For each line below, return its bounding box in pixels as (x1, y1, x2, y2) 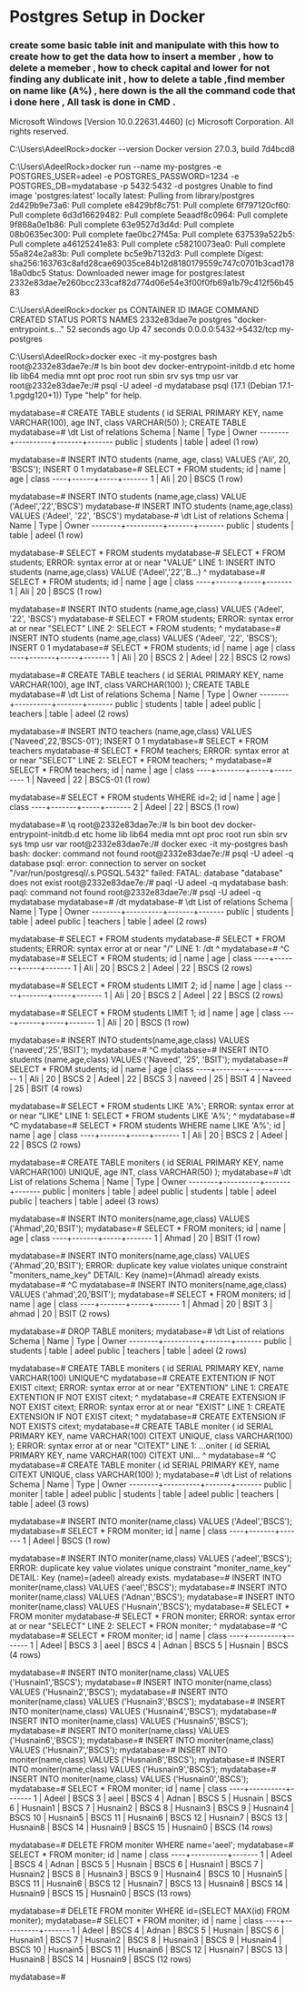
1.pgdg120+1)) (9, 389, 63, 401)
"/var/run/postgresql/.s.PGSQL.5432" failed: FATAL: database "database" (9, 867, 283, 879)
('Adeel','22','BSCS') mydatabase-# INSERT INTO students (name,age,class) (9, 500, 293, 511)
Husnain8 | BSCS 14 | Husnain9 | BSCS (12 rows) (9, 1954, 192, 1965)
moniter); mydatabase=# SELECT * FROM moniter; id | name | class (9, 1915, 263, 1926)
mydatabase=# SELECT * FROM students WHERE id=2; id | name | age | (9, 792, 280, 803)
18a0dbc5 (9, 268, 47, 278)
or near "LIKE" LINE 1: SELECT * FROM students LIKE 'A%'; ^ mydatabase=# (9, 1110, 296, 1121)
